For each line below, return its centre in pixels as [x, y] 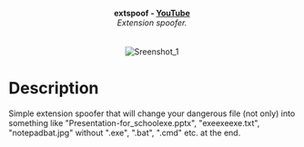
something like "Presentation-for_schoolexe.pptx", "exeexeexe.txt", [134, 122]
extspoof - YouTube [152, 13]
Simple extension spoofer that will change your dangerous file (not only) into [152, 113]
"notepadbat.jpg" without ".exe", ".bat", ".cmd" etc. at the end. [125, 132]
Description [54, 88]
